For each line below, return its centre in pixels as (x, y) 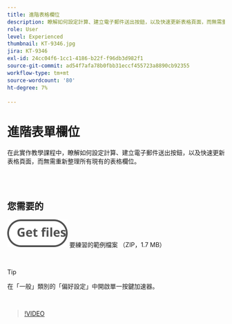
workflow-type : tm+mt (38, 73)
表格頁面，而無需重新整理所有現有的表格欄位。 (74, 161)
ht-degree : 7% (28, 88)
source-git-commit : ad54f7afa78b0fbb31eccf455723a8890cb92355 (98, 66)
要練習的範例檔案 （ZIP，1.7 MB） (117, 245)
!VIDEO (34, 314)
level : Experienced (35, 37)
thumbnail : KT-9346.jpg (41, 44)
